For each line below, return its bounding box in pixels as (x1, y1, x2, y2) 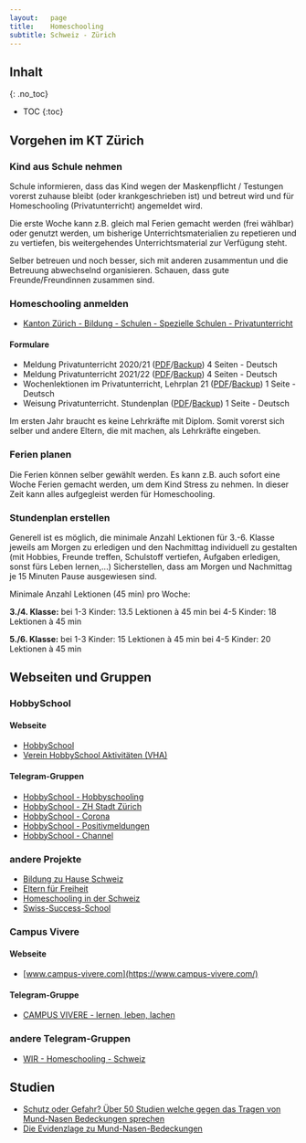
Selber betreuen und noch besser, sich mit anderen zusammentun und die (9, 255, 289, 266)
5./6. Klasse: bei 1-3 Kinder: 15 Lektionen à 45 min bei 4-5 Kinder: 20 (9, 633, 271, 644)
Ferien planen (9, 449, 72, 461)
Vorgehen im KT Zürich (9, 132, 144, 148)
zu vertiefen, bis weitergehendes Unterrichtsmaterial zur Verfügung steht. (9, 237, 288, 248)
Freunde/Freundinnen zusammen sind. (9, 274, 155, 285)
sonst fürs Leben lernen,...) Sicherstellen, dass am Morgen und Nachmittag (9, 561, 292, 572)
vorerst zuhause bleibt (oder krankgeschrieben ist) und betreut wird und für (9, 190, 294, 201)
